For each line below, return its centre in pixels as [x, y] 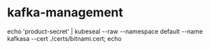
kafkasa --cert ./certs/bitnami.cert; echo [64, 38]
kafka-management [65, 13]
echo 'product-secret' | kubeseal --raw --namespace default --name [105, 31]
